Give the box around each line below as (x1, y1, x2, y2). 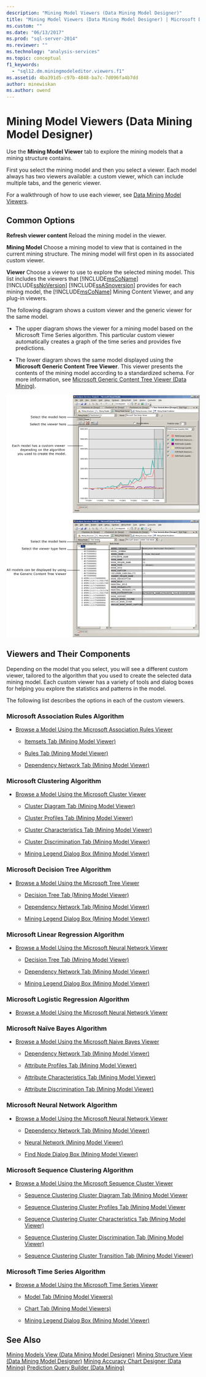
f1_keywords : (6, 61, 40, 67)
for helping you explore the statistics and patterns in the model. (6, 685, 167, 692)
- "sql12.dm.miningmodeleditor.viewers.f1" (12, 68, 124, 74)
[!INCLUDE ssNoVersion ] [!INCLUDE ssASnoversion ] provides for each (6, 281, 182, 289)
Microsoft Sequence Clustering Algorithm (6, 1166, 134, 1174)
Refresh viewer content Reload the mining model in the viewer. (6, 232, 167, 239)
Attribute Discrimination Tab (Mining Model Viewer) (24, 1085, 154, 1093)
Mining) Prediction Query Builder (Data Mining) (6, 1364, 125, 1371)
